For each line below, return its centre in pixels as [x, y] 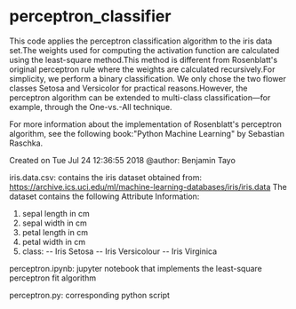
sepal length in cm [56, 213]
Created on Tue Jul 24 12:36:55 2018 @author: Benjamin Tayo [122, 160]
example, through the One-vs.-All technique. [91, 107]
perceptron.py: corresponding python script [90, 295]
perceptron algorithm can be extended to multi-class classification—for [140, 97]
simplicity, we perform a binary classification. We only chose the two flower [148, 78]
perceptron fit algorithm [52, 278]
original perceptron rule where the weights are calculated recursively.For [142, 69]
